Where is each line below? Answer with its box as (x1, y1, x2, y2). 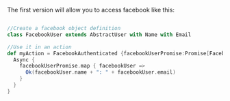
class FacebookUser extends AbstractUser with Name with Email (7, 31, 192, 38)
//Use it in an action (7, 44, 72, 50)
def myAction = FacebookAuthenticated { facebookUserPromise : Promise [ (7, 50, 210, 57)
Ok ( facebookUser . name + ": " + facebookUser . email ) (25, 69, 176, 76)
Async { (13, 56, 36, 63)
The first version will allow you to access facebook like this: (7, 6, 175, 14)
